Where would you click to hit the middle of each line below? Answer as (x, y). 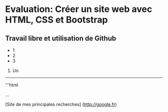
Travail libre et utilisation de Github (61, 38)
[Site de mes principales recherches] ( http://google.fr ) (61, 104)
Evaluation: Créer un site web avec (79, 9)
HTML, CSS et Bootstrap (57, 20)
